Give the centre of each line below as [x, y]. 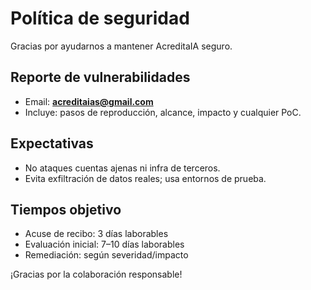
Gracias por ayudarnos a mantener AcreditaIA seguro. [121, 46]
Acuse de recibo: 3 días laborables [96, 234]
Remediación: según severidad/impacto [106, 255]
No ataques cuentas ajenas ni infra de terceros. [122, 168]
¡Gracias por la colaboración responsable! [96, 274]
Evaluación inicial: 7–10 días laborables [104, 244]
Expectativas [52, 143]
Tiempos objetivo [66, 209]
